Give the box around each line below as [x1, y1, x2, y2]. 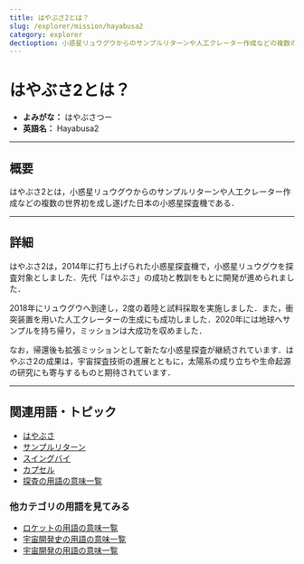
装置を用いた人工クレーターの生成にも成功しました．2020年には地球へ [16, 314, 283, 324]
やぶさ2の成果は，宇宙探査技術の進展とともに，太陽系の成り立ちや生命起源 [9, 355, 291, 366]
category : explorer [9, 30, 83, 39]
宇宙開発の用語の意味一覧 [22, 544, 119, 556]
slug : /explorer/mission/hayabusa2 [9, 22, 144, 31]
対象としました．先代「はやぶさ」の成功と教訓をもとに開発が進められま [16, 272, 287, 283]
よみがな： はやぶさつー [22, 112, 113, 123]
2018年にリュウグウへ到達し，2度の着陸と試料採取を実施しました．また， [9, 302, 286, 313]
